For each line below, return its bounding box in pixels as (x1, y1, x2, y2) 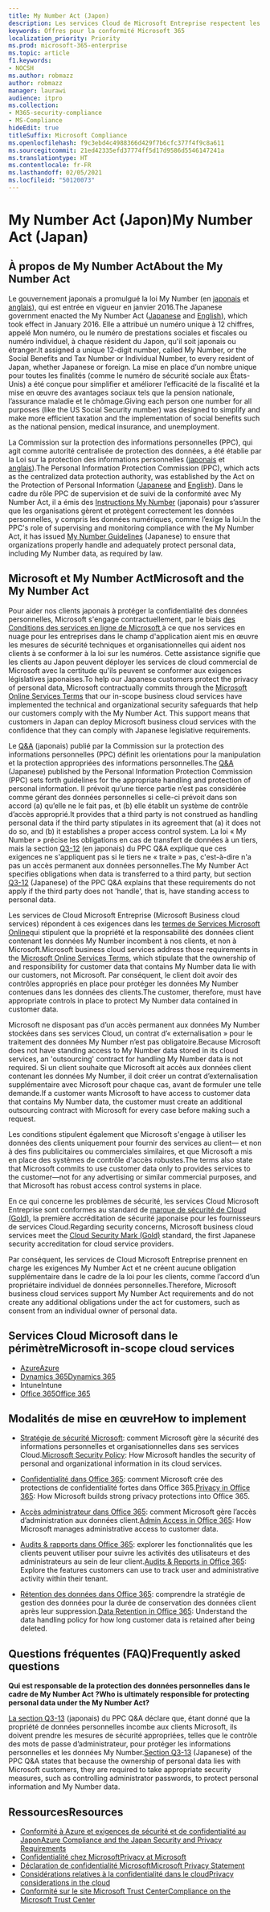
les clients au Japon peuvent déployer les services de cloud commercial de (8, 657, 258, 667)
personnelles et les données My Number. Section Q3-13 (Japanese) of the (8, 1748, 252, 1758)
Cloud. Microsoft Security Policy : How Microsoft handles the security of (19, 1450, 256, 1460)
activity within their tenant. (19, 1574, 108, 1584)
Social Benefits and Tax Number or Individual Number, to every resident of (8, 353, 255, 363)
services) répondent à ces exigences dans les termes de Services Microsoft (8, 918, 260, 929)
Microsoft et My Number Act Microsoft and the (8, 572, 244, 585)
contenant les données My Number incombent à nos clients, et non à (8, 936, 237, 946)
